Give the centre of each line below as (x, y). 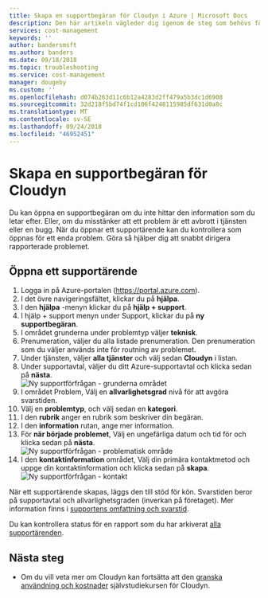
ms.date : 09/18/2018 (43, 61)
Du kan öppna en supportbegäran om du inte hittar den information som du (132, 213)
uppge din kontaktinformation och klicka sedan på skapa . (115, 468)
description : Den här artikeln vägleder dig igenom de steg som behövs (130, 23)
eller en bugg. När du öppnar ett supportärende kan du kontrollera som (125, 229)
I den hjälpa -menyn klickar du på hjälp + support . (103, 307)
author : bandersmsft (43, 45)
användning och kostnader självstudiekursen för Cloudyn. (115, 585)
